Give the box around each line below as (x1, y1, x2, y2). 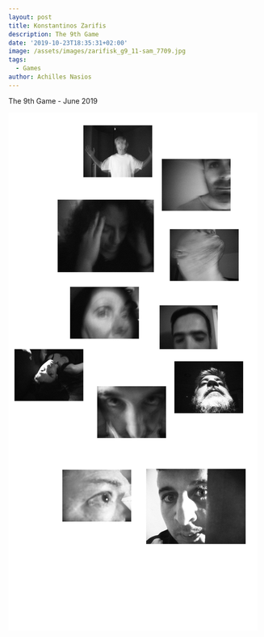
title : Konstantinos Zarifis (8, 21, 107, 30)
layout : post (8, 13, 52, 21)
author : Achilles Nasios (8, 73, 92, 81)
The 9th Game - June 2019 (8, 96, 98, 105)
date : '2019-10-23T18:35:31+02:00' (8, 39, 128, 47)
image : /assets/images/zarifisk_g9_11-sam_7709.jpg (8, 47, 186, 56)
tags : (8, 56, 27, 64)
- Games (15, 65, 42, 73)
